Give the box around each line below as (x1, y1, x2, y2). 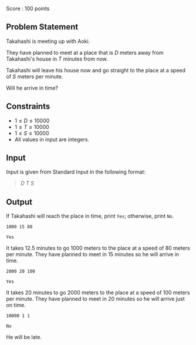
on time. (6, 301, 26, 308)
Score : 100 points (6, 5, 50, 12)
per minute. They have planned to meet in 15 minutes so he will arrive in (6, 251, 180, 258)
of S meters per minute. (6, 73, 63, 80)
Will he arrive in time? (6, 84, 59, 91)
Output (6, 197, 32, 207)
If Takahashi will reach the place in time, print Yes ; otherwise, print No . (6, 213, 174, 220)
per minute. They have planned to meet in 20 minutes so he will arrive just (6, 296, 185, 303)
